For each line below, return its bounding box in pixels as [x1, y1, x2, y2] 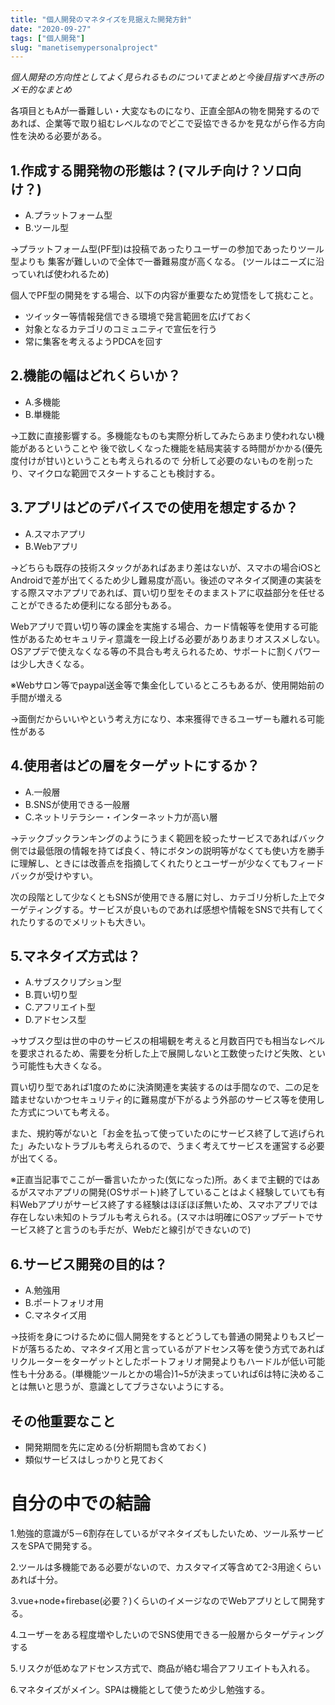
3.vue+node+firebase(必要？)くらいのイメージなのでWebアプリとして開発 [10, 1594, 317, 1606]
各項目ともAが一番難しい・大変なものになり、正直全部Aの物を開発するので [10, 105, 320, 117]
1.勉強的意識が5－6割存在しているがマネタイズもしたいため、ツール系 [10, 1527, 298, 1539]
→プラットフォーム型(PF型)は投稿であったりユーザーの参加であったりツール [10, 243, 325, 255]
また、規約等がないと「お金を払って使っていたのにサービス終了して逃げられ [10, 1127, 325, 1140]
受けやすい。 [44, 869, 98, 881]
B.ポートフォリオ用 [24, 1297, 104, 1309]
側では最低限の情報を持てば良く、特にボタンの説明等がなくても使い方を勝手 [10, 844, 325, 856]
